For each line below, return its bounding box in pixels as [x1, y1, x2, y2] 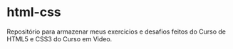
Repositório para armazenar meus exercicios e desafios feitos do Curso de [6, 27, 226, 36]
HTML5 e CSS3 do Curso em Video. [6, 34, 113, 43]
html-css [6, 4, 61, 20]
